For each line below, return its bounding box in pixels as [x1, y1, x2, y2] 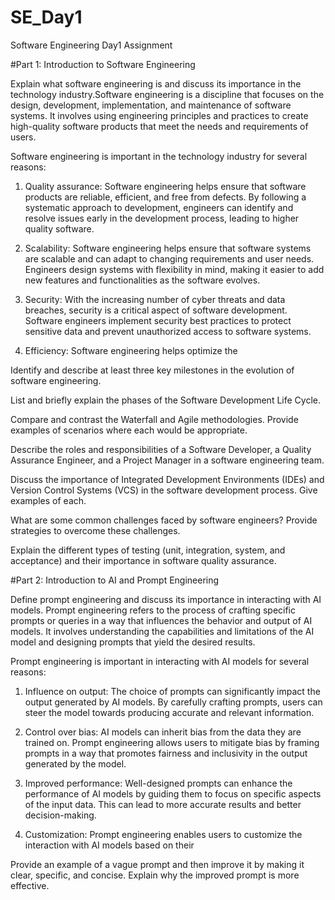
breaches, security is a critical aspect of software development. [24, 304, 288, 316]
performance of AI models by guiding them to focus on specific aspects [24, 787, 322, 800]
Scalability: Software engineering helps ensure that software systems [24, 242, 312, 254]
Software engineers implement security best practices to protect [24, 314, 292, 326]
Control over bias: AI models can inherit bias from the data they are [24, 726, 302, 738]
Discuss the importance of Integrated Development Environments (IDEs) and [10, 473, 325, 485]
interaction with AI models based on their [24, 839, 195, 851]
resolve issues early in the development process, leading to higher [24, 212, 300, 224]
